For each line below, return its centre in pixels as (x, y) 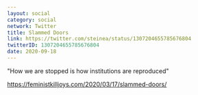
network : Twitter (32, 26)
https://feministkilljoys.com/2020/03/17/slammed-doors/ (87, 84)
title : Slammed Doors (38, 32)
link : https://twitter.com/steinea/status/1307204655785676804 (99, 39)
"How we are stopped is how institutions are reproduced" (88, 71)
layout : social (29, 13)
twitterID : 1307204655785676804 (53, 45)
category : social (32, 20)
